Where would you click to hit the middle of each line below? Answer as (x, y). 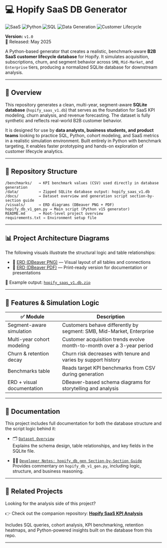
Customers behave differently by (100, 325)
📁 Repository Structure (41, 172)
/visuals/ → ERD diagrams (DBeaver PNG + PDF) (60, 205)
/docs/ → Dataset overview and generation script (66, 196)
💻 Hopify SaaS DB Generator (66, 10)
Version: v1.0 (19, 36)
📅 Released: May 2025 (28, 41)
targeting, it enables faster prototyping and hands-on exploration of (74, 146)
